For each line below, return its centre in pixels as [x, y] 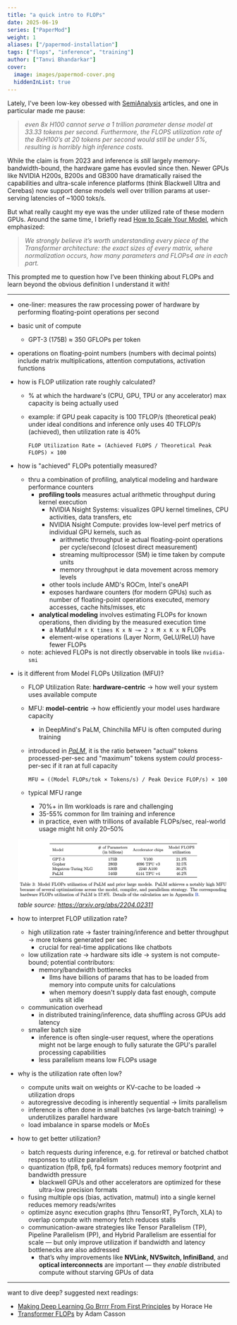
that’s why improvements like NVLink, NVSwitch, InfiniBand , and [133, 1257]
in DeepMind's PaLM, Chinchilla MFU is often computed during [130, 729]
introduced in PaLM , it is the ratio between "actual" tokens [113, 750]
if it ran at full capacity [85, 765]
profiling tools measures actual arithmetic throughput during [127, 494]
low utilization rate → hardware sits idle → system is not [109, 955]
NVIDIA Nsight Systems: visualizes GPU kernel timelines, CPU [139, 510]
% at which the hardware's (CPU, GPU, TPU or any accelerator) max [127, 395]
